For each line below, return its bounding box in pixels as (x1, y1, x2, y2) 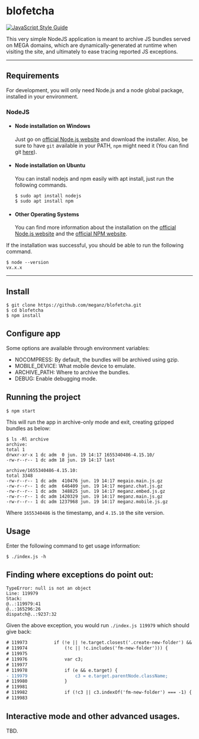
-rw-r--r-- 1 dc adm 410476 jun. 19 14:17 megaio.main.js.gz (6, 477, 163, 484)
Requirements (6, 71, 59, 81)
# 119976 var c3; (6, 656, 84, 662)
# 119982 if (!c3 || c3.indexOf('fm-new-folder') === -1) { (6, 690, 192, 696)
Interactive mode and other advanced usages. (6, 712, 180, 722)
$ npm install (6, 313, 41, 319)
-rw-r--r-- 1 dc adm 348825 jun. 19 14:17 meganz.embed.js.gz (6, 488, 166, 494)
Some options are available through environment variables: (6, 344, 150, 351)
